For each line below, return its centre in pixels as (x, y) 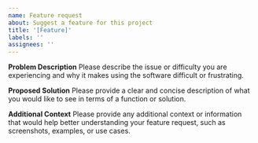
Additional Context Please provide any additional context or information (125, 114)
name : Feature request (45, 15)
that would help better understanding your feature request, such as (117, 123)
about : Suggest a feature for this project (81, 23)
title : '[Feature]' (40, 30)
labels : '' (26, 37)
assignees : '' (31, 45)
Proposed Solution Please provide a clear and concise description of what (129, 90)
